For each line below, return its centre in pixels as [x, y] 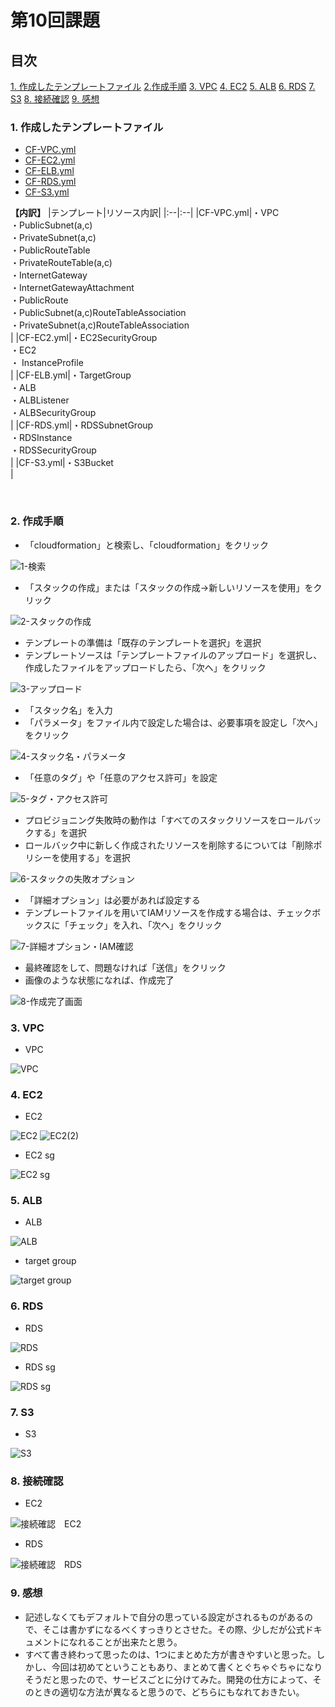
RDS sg [40, 1367]
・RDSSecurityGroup [53, 450]
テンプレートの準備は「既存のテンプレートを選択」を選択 [143, 642]
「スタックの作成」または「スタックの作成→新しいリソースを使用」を [169, 587]
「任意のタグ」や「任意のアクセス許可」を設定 [121, 777]
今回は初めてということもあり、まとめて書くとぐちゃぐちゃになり [187, 1667]
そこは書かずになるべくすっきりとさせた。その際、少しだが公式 [173, 1629]
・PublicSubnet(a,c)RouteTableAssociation [98, 313]
